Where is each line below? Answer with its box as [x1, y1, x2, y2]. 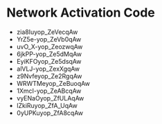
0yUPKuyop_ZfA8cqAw [16, 109, 84, 117]
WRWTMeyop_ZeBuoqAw [16, 79, 91, 87]
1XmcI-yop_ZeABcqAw [16, 87, 82, 95]
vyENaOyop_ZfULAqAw [16, 94, 84, 102]
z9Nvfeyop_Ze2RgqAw [16, 71, 82, 80]
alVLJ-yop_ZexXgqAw [16, 64, 80, 73]
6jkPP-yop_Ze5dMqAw [16, 50, 82, 58]
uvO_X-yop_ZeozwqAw [16, 42, 83, 51]
